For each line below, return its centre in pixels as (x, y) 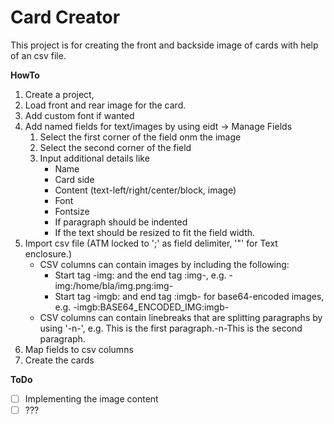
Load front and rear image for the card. (105, 105)
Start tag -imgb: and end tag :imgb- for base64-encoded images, (189, 296)
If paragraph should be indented (121, 222)
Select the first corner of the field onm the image (140, 137)
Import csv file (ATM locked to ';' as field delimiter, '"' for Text (151, 243)
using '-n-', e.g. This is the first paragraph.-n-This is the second (171, 328)
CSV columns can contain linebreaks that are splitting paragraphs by (181, 317)
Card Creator (65, 17)
